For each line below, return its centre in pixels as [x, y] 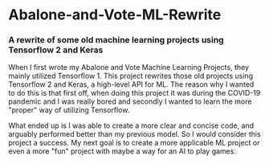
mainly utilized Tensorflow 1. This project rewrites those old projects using [131, 76]
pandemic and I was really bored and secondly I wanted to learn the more [130, 101]
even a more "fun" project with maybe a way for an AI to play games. [122, 151]
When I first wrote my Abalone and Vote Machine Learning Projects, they [129, 68]
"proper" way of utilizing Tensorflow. [69, 110]
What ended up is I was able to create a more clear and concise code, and [131, 125]
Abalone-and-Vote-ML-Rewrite [115, 15]
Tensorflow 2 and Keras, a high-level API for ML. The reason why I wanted [131, 84]
